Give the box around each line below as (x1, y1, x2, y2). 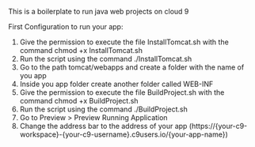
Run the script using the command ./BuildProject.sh (19, 104, 188, 114)
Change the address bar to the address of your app (19, 122, 188, 130)
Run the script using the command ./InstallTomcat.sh (19, 55, 192, 63)
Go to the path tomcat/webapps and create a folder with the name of (19, 62, 245, 72)
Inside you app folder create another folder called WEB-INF (19, 79, 214, 89)
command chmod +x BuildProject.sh (19, 96, 139, 105)
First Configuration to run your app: (8, 22, 124, 31)
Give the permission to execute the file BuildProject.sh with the (19, 88, 225, 97)
